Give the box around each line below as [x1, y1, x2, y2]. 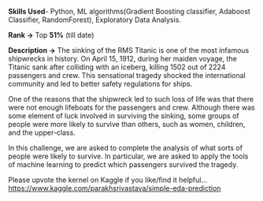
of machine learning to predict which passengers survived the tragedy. [8, 160, 239, 169]
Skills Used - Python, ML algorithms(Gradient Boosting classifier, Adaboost [8, 7, 250, 16]
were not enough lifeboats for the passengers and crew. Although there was [8, 102, 255, 112]
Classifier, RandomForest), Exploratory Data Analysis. [8, 15, 181, 24]
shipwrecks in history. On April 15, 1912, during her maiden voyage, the [8, 54, 238, 63]
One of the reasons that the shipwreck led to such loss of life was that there [8, 95, 254, 103]
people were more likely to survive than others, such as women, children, [8, 120, 246, 128]
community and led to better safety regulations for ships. [8, 79, 193, 88]
